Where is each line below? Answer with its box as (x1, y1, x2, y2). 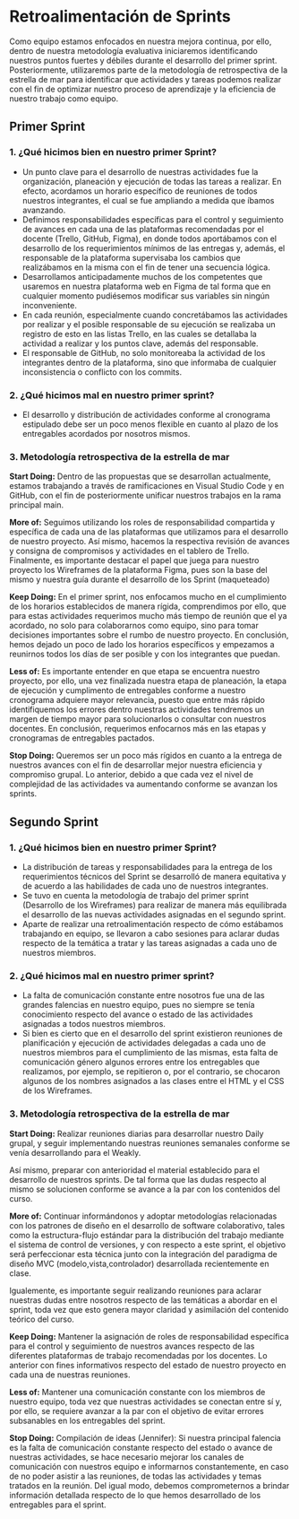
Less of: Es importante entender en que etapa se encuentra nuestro (9, 666, 261, 677)
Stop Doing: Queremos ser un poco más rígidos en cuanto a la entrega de (9, 751, 282, 761)
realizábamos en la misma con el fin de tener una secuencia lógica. (21, 262, 270, 273)
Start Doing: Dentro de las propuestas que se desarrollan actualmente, (9, 471, 271, 482)
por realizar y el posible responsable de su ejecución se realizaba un (21, 318, 276, 329)
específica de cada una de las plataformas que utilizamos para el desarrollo (9, 526, 289, 537)
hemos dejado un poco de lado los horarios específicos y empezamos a (9, 639, 275, 650)
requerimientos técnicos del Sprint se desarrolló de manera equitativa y (21, 871, 286, 881)
